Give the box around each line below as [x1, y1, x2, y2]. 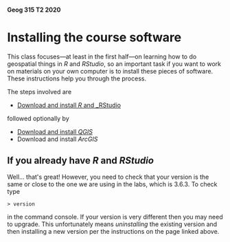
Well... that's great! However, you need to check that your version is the [7, 173, 209, 181]
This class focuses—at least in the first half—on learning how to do [7, 52, 197, 60]
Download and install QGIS [16, 127, 93, 135]
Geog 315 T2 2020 [7, 5, 61, 14]
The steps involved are [7, 87, 72, 96]
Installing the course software [7, 30, 182, 45]
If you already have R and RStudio [7, 155, 154, 166]
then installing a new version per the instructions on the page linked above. [7, 228, 220, 236]
